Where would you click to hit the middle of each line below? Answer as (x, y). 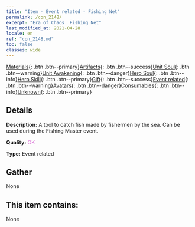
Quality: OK (21, 142)
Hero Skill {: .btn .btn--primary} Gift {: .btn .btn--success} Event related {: (103, 79)
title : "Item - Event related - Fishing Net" (63, 11)
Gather (19, 172)
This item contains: (42, 205)
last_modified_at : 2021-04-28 (43, 28)
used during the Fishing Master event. (52, 131)
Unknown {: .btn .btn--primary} (55, 91)
